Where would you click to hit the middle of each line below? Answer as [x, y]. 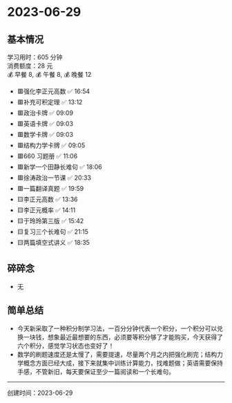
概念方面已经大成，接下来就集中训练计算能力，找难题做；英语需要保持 [123, 363]
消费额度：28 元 [30, 66]
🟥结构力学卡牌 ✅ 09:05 [51, 145]
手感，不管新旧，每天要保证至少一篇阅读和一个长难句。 [96, 371]
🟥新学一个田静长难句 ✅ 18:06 [59, 167]
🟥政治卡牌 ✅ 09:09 [45, 113]
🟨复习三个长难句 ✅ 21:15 [52, 232]
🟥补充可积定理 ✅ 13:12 [50, 102]
